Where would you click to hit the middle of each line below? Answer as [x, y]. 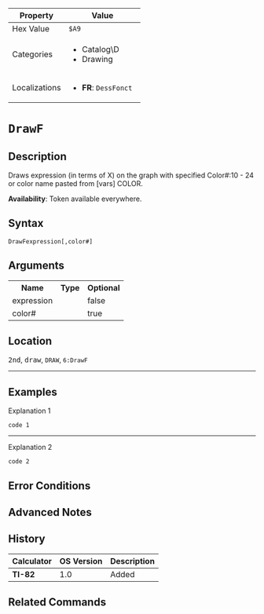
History [27, 539]
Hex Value [31, 29]
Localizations [37, 88]
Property [36, 15]
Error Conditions [49, 486]
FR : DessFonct [107, 88]
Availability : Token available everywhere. [75, 199]
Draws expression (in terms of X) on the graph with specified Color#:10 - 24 [131, 175]
